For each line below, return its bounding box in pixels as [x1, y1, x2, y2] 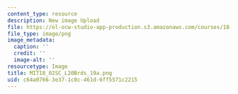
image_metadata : [7, 37, 55, 44]
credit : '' [13, 50, 46, 57]
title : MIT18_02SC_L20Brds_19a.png [7, 69, 113, 76]
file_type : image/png [7, 30, 72, 37]
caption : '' [13, 43, 50, 50]
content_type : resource [7, 10, 78, 18]
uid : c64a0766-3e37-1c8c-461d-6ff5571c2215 [7, 76, 138, 83]
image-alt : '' [13, 57, 55, 64]
